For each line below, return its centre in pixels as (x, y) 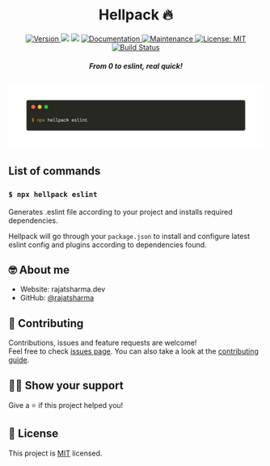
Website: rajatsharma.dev (63, 289)
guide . (19, 360)
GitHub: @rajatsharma (57, 298)
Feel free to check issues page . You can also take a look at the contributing (133, 351)
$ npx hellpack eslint (53, 195)
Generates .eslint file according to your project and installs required (120, 212)
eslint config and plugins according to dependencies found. (108, 245)
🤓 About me (39, 269)
